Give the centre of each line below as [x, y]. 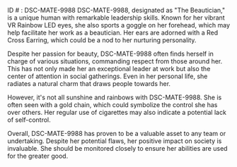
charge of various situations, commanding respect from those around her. [115, 61]
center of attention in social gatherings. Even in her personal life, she [108, 76]
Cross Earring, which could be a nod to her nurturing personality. [102, 40]
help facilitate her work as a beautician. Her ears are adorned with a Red [112, 32]
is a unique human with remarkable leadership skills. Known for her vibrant [116, 18]
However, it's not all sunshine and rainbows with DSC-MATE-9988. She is [115, 97]
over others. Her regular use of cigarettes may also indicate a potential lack [117, 112]
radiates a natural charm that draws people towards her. [89, 83]
